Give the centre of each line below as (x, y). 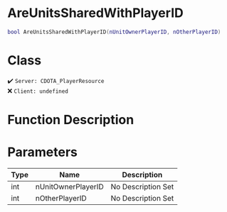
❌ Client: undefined (38, 91)
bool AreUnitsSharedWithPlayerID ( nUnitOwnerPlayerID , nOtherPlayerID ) (114, 32)
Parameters (43, 152)
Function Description (71, 119)
